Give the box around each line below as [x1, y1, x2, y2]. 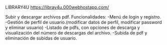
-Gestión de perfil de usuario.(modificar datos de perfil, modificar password [5, 19, 162, 25]
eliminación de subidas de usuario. [5, 35, 77, 41]
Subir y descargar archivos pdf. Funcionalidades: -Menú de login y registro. [5, 14, 161, 19]
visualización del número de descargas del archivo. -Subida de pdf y [5, 30, 147, 35]
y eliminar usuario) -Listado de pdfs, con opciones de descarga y [5, 24, 140, 30]
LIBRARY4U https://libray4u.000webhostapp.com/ [5, 4, 109, 10]
